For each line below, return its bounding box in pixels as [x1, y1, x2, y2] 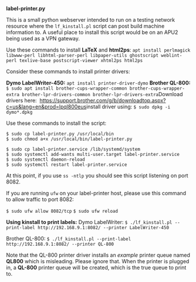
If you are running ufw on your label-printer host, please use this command [6, 190, 187, 196]
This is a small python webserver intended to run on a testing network [6, 16, 175, 23]
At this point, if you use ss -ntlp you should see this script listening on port [6, 172, 189, 179]
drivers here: [6, 97, 37, 104]
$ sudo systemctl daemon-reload [6, 157, 85, 162]
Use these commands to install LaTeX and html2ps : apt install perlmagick [6, 46, 191, 53]
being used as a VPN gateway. [6, 35, 80, 42]
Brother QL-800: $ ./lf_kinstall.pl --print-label [6, 235, 131, 242]
